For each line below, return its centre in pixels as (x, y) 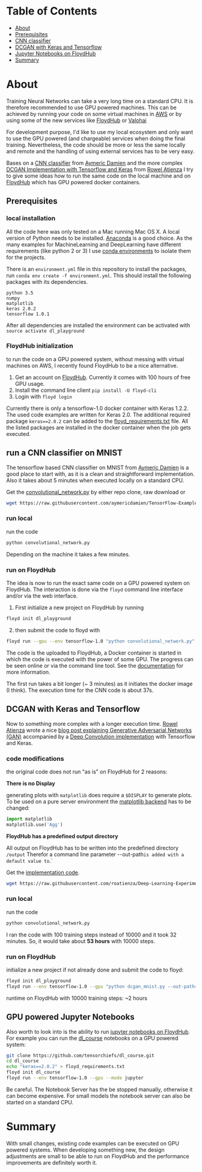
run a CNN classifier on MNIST (65, 453)
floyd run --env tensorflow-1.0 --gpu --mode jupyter (75, 1078)
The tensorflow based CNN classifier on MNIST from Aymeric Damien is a (98, 467)
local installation (31, 219)
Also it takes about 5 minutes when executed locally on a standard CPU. (95, 480)
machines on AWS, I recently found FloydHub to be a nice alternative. (92, 365)
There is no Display (31, 783)
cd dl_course (23, 1061)
